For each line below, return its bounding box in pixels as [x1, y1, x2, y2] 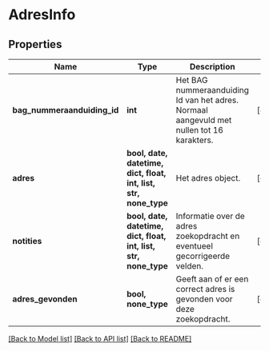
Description [189, 62, 235, 72]
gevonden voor [175, 293, 234, 305]
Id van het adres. [175, 94, 239, 106]
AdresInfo [8, 6, 76, 24]
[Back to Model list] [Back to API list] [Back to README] [8, 334, 192, 343]
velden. [175, 261, 204, 271]
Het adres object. [175, 173, 241, 183]
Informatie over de [175, 210, 246, 221]
